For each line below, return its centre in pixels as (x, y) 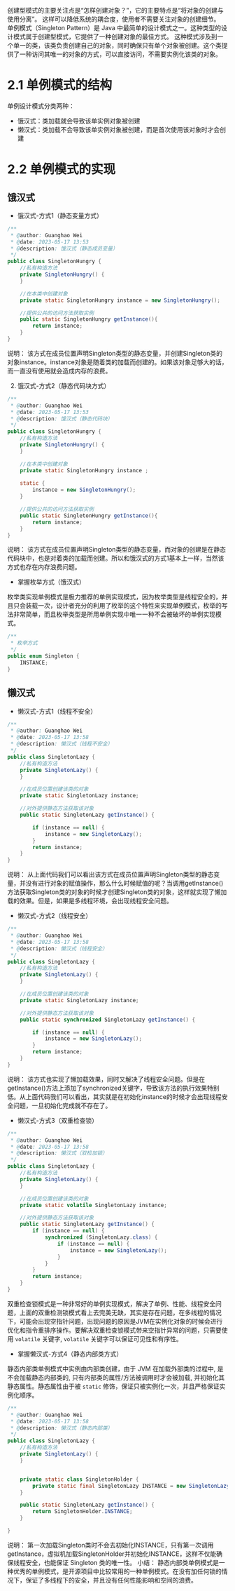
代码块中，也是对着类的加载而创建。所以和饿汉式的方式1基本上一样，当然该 (116, 558)
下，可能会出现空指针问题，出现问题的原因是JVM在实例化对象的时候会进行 (115, 1321)
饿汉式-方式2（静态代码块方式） (64, 385)
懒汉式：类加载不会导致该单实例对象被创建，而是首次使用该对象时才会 (119, 129)
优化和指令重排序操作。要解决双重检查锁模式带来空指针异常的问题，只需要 (114, 1330)
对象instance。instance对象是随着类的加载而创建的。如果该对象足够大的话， (117, 362)
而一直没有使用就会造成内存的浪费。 (59, 371)
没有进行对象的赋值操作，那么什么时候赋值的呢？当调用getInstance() (124, 884)
